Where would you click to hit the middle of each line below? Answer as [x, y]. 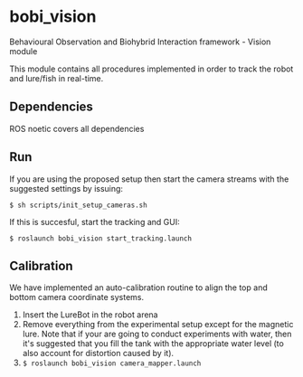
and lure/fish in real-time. [57, 78]
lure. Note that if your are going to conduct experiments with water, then [157, 334]
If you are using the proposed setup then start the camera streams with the [149, 179]
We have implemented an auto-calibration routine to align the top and [139, 287]
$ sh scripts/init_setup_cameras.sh [78, 205]
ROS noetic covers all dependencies [77, 128]
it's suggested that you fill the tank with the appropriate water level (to [153, 344]
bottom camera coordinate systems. [77, 297]
